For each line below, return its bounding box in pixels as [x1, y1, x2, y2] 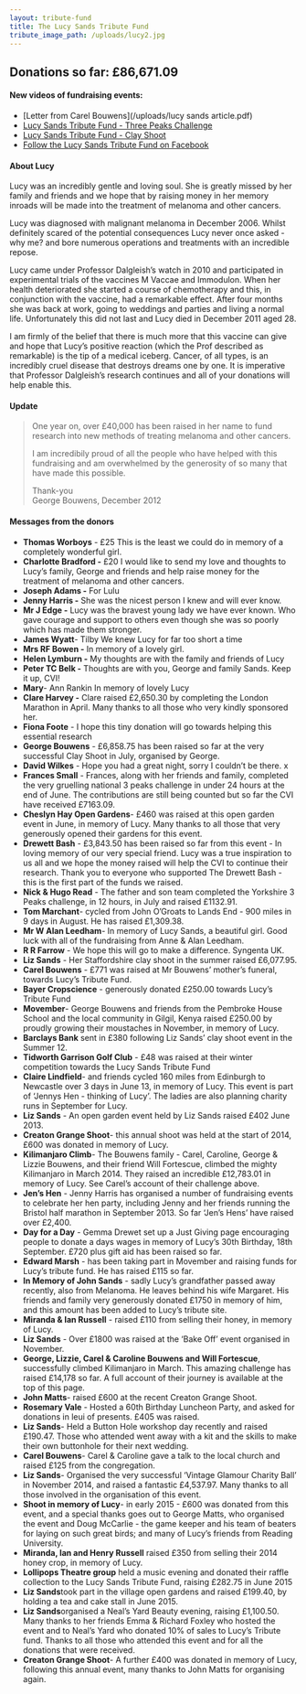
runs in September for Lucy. [22, 1099, 128, 1111]
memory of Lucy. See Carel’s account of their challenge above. [22, 1177, 260, 1189]
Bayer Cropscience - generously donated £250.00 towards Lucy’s [22, 983, 273, 994]
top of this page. [22, 1382, 85, 1393]
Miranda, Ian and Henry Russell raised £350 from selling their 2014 [22, 1547, 279, 1558]
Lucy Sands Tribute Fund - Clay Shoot [22, 129, 166, 140]
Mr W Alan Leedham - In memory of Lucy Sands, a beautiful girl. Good [22, 925, 288, 936]
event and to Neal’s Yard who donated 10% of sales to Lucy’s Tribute [22, 1624, 281, 1635]
